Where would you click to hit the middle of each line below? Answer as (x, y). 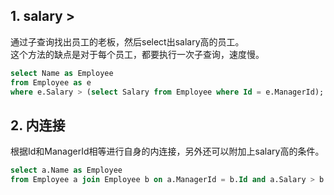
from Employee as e (51, 82)
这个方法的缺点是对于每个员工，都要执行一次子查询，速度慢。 (137, 54)
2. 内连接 (38, 125)
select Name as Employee (62, 73)
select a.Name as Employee (66, 170)
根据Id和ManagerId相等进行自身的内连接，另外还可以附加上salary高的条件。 (167, 151)
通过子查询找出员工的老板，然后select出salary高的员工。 (127, 41)
